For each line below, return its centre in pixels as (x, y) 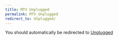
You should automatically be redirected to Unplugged (59, 33)
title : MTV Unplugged (27, 10)
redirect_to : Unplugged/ (30, 19)
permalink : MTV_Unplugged (31, 14)
